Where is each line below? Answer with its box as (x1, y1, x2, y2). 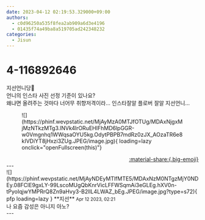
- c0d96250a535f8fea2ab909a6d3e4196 (12, 20, 105, 26)
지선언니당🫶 (6, 84, 35, 91)
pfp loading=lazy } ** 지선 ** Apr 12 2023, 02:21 (6, 195, 116, 202)
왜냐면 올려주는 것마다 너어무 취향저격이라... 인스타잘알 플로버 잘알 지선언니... (6, 99, 190, 106)
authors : (6, 15, 29, 21)
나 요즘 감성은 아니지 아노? (6, 202, 70, 210)
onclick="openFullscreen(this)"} (21, 143, 103, 151)
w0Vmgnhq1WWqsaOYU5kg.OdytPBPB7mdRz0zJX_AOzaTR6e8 (21, 131, 183, 138)
